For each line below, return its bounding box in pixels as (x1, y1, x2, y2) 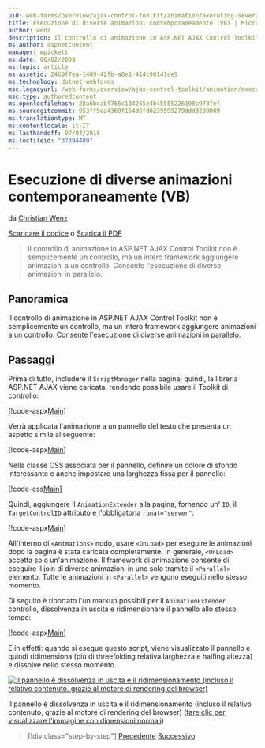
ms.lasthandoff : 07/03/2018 (8, 129, 101, 137)
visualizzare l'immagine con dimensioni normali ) (8, 716, 164, 726)
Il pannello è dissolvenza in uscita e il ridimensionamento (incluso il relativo (8, 699, 252, 708)
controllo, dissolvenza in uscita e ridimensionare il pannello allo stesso (8, 604, 237, 614)
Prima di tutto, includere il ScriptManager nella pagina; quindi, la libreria (8, 374, 238, 383)
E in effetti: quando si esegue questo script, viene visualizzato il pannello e (8, 644, 251, 653)
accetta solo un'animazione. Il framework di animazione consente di (8, 555, 230, 565)
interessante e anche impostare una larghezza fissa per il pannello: (8, 469, 226, 478)
